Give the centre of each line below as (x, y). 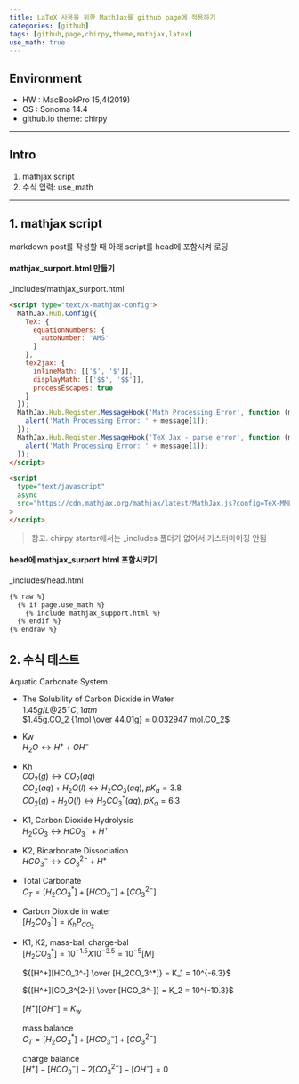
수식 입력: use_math (57, 187)
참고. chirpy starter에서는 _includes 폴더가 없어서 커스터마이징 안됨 (149, 538)
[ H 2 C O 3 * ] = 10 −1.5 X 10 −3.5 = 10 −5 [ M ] (88, 954)
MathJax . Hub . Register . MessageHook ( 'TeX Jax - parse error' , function (149, 437)
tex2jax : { (45, 363)
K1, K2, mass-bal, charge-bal (75, 942)
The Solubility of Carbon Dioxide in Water (98, 699)
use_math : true (37, 42)
